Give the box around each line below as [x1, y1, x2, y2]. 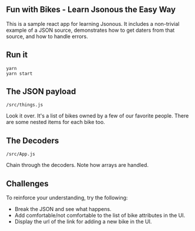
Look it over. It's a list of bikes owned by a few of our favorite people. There [6, 112, 189, 119]
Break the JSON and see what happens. [14, 206, 112, 213]
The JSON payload [6, 86, 76, 96]
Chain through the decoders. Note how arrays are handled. [6, 162, 149, 169]
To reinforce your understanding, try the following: [6, 194, 128, 202]
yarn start [6, 71, 33, 76]
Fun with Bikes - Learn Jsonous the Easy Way [6, 5, 176, 15]
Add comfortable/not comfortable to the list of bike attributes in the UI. [14, 212, 186, 219]
